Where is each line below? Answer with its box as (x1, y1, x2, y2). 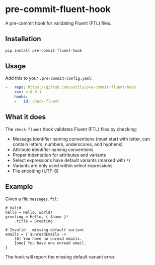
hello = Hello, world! (5, 210, 53, 215)
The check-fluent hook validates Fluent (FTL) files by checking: (5, 126, 137, 132)
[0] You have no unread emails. (14, 236, 82, 241)
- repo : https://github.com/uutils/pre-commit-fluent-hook (5, 85, 136, 90)
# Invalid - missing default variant (5, 227, 85, 232)
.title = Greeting (14, 218, 53, 224)
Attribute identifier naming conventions (12, 147, 94, 153)
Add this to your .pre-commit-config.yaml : (5, 75, 93, 81)
